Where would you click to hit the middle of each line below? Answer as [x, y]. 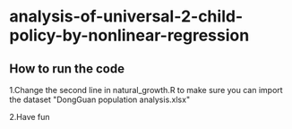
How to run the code [67, 69]
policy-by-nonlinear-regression [129, 35]
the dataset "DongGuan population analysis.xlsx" [100, 99]
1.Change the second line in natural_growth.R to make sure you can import [146, 90]
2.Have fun [30, 117]
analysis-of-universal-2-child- [126, 17]
